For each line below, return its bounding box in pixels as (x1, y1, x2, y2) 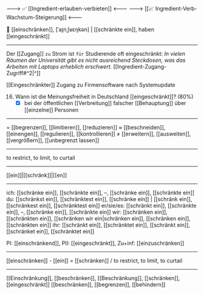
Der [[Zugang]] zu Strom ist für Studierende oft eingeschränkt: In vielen (6, 50, 186, 57)
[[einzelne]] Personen (24, 106, 79, 114)
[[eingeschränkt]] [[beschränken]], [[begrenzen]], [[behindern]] (6, 281, 166, 289)
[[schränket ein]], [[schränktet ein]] (6, 228, 95, 235)
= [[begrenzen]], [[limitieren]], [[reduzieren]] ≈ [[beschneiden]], (6, 124, 166, 131)
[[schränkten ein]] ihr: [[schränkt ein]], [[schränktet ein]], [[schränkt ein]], (6, 221, 190, 229)
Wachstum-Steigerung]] (6, 14, 67, 21)
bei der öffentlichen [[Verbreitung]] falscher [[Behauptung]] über (24, 100, 186, 106)
